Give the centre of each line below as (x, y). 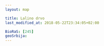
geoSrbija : (16, 36)
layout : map (17, 9)
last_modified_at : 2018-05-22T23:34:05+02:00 (52, 23)
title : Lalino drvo (25, 18)
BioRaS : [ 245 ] (20, 31)
